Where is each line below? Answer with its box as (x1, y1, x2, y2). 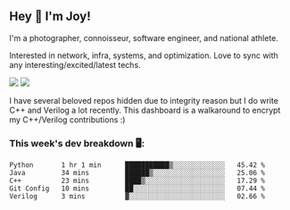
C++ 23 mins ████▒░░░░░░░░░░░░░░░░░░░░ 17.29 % (9, 176, 266, 186)
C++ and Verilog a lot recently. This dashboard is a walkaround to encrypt (9, 105, 281, 115)
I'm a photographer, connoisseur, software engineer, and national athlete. (9, 32, 279, 43)
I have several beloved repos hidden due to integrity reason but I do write (9, 95, 279, 105)
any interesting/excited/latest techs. (9, 59, 141, 70)
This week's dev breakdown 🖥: (9, 137, 145, 149)
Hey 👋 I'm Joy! (9, 9, 91, 24)
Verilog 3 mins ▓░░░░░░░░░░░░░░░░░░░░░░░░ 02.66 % (9, 192, 266, 201)
